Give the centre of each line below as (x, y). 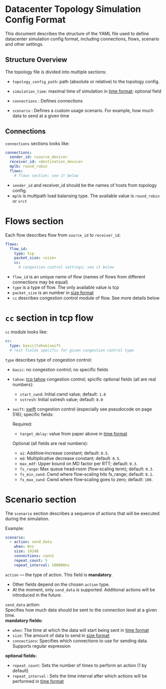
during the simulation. (27, 519)
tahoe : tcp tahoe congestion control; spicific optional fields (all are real (84, 379)
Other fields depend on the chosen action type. (61, 584)
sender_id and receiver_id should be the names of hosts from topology (84, 185)
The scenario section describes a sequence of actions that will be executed (83, 513)
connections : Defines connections (48, 101)
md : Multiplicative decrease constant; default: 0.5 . (70, 458)
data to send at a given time (41, 116)
